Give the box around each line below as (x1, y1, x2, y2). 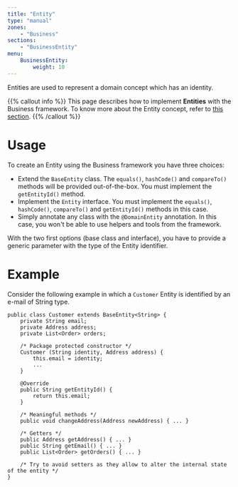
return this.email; (33, 392, 91, 399)
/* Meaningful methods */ (20, 411, 97, 418)
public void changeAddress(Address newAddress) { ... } (20, 417, 190, 424)
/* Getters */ (20, 429, 62, 437)
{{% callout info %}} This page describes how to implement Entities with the (7, 97, 232, 106)
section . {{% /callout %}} (7, 112, 81, 121)
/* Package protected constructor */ (20, 342, 132, 349)
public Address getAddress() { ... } (20, 436, 132, 443)
